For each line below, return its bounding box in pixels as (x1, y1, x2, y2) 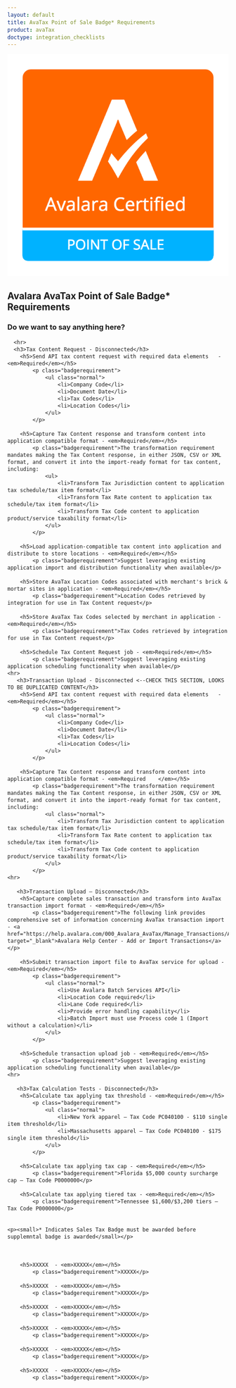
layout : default (7, 11, 55, 18)
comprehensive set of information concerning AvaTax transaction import (7, 916, 225, 923)
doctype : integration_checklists (7, 34, 105, 41)
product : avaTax (7, 26, 55, 33)
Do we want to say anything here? (7, 322, 125, 332)
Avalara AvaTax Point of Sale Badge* (7, 289, 171, 302)
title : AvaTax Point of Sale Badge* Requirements (7, 18, 156, 26)
